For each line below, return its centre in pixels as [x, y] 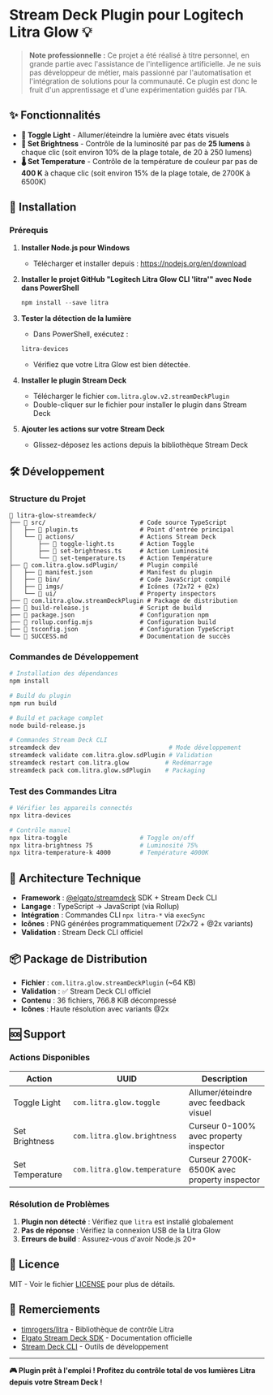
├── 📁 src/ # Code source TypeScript [118, 522]
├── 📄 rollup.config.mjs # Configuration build [113, 622]
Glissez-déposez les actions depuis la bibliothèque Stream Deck [141, 445]
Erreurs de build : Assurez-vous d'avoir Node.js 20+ [109, 1239]
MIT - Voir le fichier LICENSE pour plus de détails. [92, 1284]
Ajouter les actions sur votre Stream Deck [93, 429]
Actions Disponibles [50, 1058]
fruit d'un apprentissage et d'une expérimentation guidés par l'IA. [138, 89]
